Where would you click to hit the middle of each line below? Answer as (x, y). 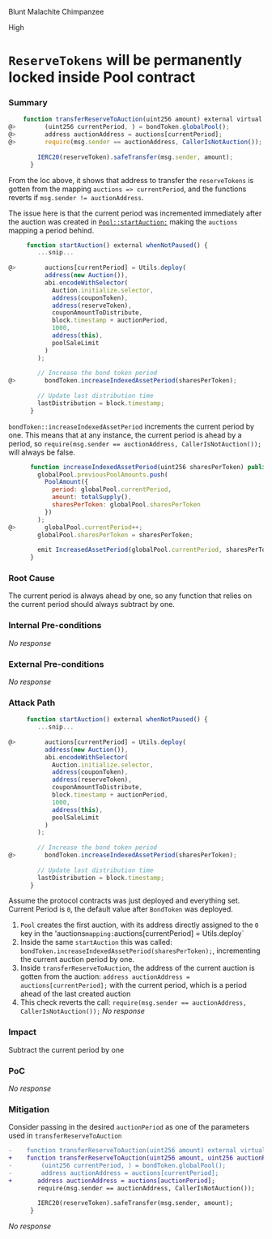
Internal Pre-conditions (55, 626)
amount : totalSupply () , (91, 498)
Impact (23, 1032)
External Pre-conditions (56, 664)
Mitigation (29, 1109)
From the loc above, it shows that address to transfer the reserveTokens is (131, 180)
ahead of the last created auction (75, 994)
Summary (28, 103)
